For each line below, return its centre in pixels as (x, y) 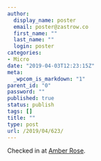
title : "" (22, 118)
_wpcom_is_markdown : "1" (49, 79)
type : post (23, 124)
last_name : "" (34, 40)
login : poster (34, 46)
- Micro (18, 59)
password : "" (26, 92)
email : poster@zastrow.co (51, 27)
